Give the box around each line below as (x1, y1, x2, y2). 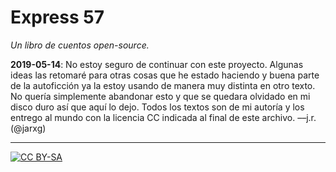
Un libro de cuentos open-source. (10, 39, 150, 51)
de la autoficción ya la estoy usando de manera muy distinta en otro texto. (10, 79, 316, 91)
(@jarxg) (10, 122, 47, 134)
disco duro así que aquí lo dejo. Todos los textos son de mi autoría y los (10, 101, 305, 113)
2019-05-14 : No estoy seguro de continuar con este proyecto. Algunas (10, 58, 304, 70)
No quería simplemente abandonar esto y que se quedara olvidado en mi (10, 90, 311, 102)
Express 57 (10, 6, 105, 29)
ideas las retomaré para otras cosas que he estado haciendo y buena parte (10, 69, 320, 81)
